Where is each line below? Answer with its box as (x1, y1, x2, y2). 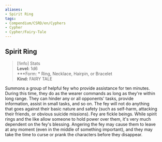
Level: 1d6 (16, 65, 38, 71)
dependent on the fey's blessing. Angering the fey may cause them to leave (5, 121, 156, 127)
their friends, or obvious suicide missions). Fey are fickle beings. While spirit (5, 111, 157, 117)
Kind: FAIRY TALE (16, 76, 53, 81)
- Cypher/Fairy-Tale (5, 30, 47, 34)
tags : (5, 16, 16, 21)
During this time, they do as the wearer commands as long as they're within (5, 90, 156, 96)
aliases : (5, 7, 23, 12)
